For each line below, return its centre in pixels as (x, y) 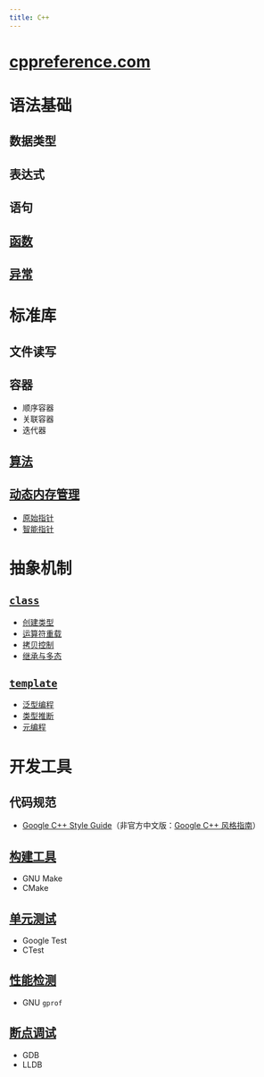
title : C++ (29, 17)
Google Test (45, 940)
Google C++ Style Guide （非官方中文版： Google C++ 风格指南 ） (141, 826)
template (33, 683)
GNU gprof (42, 1002)
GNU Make (42, 878)
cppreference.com (80, 61)
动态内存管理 (45, 494)
